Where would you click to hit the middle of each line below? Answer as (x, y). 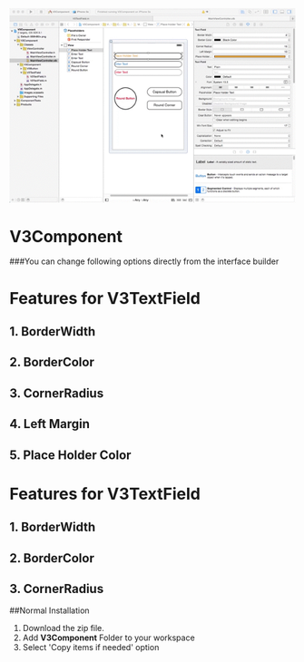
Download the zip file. (63, 628)
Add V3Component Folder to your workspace (108, 638)
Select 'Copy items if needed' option (91, 647)
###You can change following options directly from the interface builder (144, 261)
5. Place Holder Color (70, 455)
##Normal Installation (49, 610)
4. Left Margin (50, 424)
